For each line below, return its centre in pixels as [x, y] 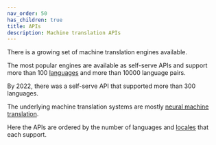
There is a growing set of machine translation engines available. [97, 52]
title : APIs [24, 26]
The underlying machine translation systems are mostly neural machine [108, 107]
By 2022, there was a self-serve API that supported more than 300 [101, 86]
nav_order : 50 [27, 13]
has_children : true [35, 20]
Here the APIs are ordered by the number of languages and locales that [108, 127]
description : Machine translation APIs [64, 33]
